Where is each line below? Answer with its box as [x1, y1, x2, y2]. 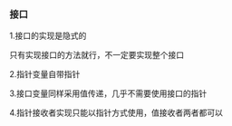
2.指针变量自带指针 [9, 69, 81, 80]
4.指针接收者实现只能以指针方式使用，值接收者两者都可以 [9, 107, 224, 119]
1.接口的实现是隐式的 [9, 30, 87, 42]
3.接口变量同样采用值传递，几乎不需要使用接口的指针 [9, 88, 208, 99]
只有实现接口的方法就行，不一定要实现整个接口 [9, 50, 184, 61]
